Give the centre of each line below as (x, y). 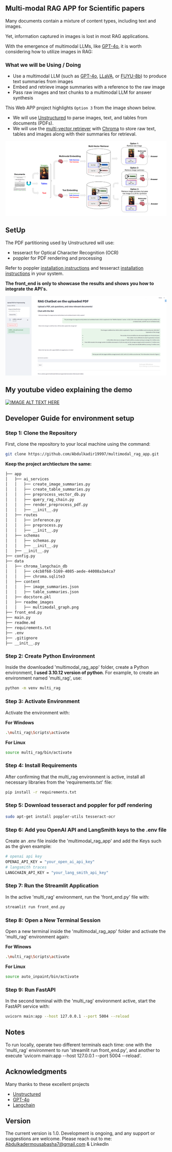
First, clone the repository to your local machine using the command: (78, 444)
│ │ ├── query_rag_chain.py (40, 500)
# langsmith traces (26, 867)
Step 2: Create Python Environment (50, 656)
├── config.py (20, 556)
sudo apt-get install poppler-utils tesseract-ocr (60, 817)
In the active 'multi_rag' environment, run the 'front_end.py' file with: (77, 897)
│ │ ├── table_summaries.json (42, 592)
